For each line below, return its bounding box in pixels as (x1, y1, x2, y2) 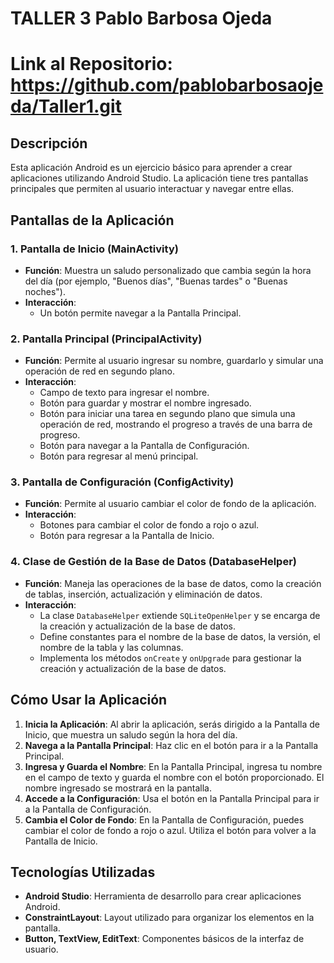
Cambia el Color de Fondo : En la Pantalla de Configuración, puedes (24, 813, 305, 826)
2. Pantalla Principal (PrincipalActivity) (10, 332, 203, 346)
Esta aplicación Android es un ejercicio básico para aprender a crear (10, 162, 293, 174)
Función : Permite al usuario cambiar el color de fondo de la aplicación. (24, 498, 317, 510)
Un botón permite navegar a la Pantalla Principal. (39, 307, 242, 319)
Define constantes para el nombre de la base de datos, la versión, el (39, 630, 321, 642)
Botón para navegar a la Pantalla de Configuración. (39, 440, 250, 452)
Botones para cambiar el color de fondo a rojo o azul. (39, 519, 260, 531)
